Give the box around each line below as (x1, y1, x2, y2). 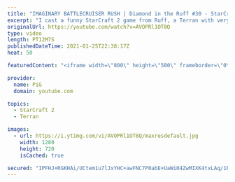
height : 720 (20, 145, 55, 153)
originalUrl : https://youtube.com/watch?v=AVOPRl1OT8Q (7, 23, 171, 30)
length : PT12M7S (7, 36, 55, 43)
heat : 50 (7, 50, 33, 57)
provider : (7, 74, 36, 81)
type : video (7, 29, 42, 37)
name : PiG (13, 81, 42, 88)
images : (7, 126, 30, 133)
